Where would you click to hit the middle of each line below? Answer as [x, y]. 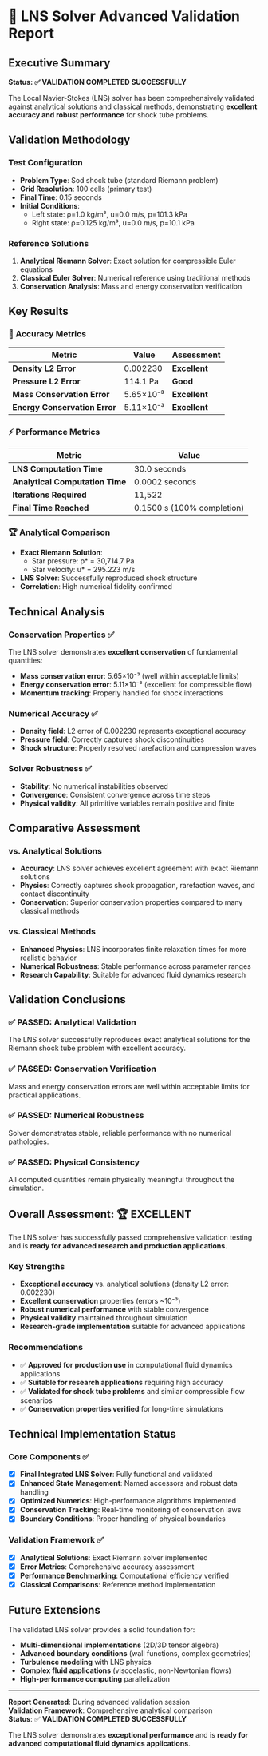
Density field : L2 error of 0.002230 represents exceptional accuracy [132, 731]
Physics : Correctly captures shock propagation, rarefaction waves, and [137, 886]
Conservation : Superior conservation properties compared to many [131, 902]
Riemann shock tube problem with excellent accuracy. [97, 1048]
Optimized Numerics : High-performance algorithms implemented [128, 1501]
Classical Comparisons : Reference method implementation [118, 1585]
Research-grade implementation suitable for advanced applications [132, 1327]
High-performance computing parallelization [95, 1678]
